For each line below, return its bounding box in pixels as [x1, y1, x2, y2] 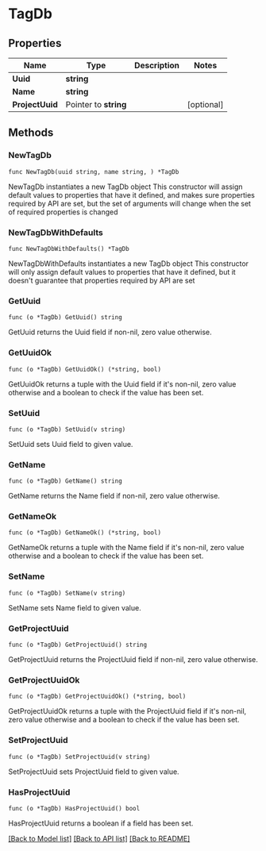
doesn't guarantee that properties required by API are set [8, 275, 195, 285]
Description [134, 60, 180, 71]
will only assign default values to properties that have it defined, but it [8, 267, 236, 276]
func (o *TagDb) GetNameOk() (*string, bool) [8, 529, 161, 537]
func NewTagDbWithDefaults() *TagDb [8, 245, 129, 252]
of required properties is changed [8, 207, 118, 217]
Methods [8, 126, 54, 140]
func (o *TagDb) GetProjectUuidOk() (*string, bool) [8, 692, 187, 701]
